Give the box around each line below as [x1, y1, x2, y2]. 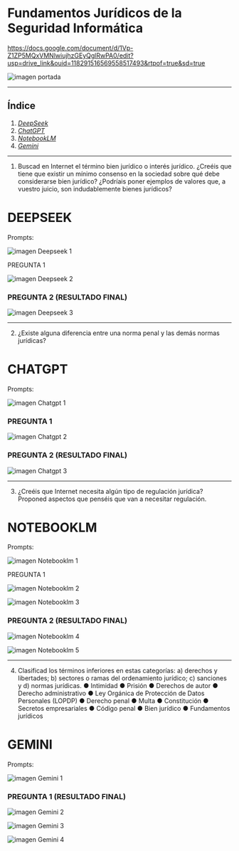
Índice [7, 100, 36, 112]
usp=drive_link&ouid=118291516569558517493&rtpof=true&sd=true [7, 58, 206, 67]
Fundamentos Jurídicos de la [7, 5, 183, 21]
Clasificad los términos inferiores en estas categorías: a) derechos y [17, 666, 218, 675]
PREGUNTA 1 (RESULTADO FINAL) [7, 791, 127, 801]
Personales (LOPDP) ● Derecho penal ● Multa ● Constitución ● [17, 696, 209, 705]
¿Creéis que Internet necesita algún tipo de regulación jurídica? [17, 487, 203, 495]
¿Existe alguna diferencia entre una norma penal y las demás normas [17, 329, 221, 337]
